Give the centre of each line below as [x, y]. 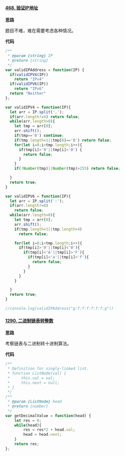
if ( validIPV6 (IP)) [29, 84]
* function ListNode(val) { [37, 373]
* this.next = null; [33, 383]
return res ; [27, 444]
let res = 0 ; [28, 421]
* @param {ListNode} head [35, 402]
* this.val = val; [31, 378]
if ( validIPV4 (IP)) [29, 74]
